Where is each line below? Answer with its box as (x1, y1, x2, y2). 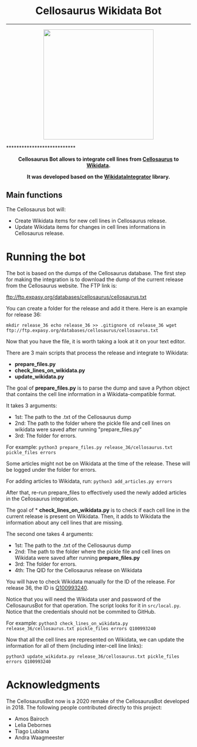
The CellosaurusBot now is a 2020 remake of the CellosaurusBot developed (6, 697, 189, 705)
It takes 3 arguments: (6, 402, 57, 409)
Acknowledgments (6, 678, 101, 691)
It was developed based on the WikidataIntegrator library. (26, 173, 171, 180)
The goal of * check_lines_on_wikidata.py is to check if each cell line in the (6, 506, 190, 513)
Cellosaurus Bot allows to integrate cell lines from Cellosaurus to (18, 156, 179, 163)
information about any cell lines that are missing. (6, 519, 123, 526)
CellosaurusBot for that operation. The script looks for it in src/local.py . (6, 601, 181, 609)
